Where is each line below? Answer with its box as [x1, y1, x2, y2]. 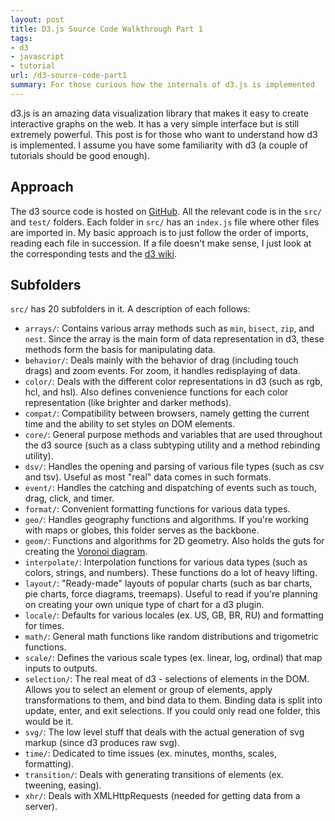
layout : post [10, 14, 65, 25]
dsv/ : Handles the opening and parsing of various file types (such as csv [24, 461, 325, 473]
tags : [10, 33, 33, 43]
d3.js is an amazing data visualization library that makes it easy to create [10, 107, 309, 119]
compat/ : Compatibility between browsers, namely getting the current [24, 407, 310, 420]
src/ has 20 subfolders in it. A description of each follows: [10, 303, 251, 315]
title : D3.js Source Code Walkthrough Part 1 [10, 24, 203, 34]
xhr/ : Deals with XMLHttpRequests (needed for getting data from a [24, 790, 301, 802]
